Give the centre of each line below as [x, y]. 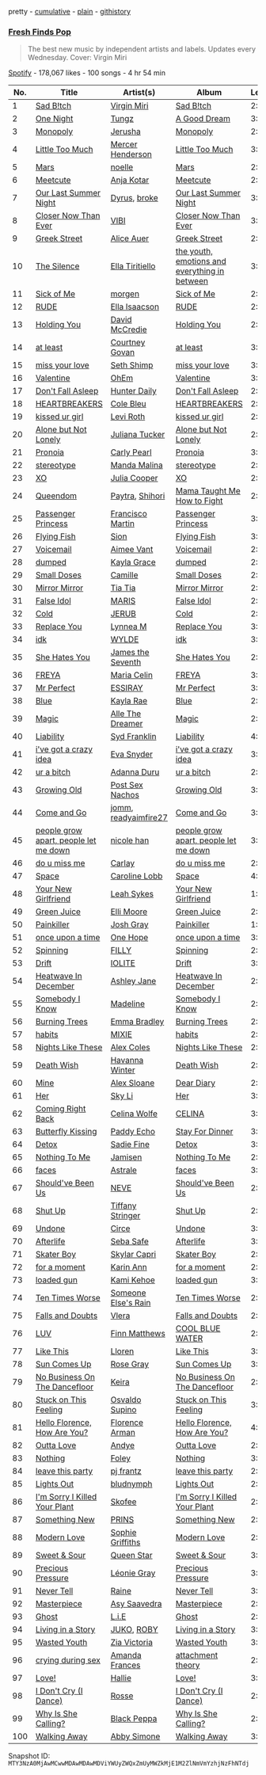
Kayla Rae [129, 701]
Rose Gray [130, 1364]
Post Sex [127, 785]
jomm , [122, 808]
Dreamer [127, 724]
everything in [200, 271]
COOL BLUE [198, 1328]
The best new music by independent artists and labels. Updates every [141, 49]
